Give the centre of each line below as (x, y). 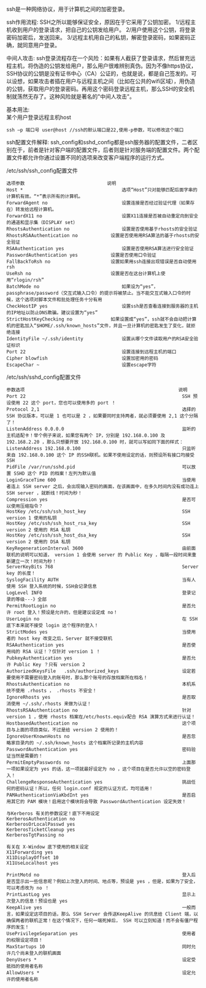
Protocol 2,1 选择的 (101, 410)
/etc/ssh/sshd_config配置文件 (44, 377)
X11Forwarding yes (30, 852)
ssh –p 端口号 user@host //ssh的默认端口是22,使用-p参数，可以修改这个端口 (95, 130)
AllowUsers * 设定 (99, 973)
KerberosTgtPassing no (35, 835)
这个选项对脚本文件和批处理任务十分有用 (59, 300)
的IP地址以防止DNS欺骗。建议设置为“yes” (52, 313)
